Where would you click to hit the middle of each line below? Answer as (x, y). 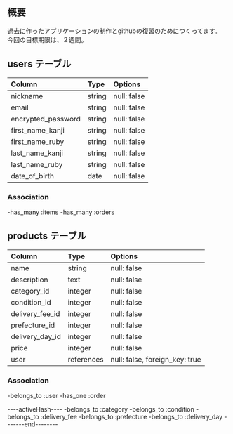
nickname (27, 96)
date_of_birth (33, 176)
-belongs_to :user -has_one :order (57, 396)
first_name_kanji (38, 130)
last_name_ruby (37, 164)
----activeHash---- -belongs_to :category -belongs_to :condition (101, 409)
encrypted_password (46, 119)
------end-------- (33, 424)
